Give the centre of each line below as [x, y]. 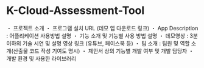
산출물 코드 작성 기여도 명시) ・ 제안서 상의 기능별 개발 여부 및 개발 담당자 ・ [104, 51]
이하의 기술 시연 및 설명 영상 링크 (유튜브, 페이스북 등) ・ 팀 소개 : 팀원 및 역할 [98, 43]
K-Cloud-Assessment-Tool [76, 11]
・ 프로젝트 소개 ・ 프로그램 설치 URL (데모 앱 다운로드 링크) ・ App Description [102, 28]
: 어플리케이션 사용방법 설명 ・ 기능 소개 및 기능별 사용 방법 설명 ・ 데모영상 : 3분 [102, 36]
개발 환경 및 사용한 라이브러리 [41, 58]
